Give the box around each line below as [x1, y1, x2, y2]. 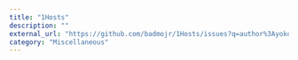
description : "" [9, 21, 69, 30]
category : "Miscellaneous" [9, 37, 109, 47]
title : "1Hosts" [9, 12, 69, 22]
